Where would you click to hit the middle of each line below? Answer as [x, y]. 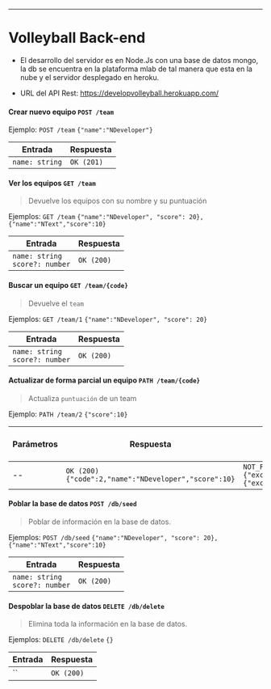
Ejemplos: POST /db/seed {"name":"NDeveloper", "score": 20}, [113, 537]
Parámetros [35, 444]
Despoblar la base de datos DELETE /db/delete [87, 606]
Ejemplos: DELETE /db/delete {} [61, 640]
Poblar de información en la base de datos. [100, 522]
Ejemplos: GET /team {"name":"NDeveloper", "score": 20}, [106, 217]
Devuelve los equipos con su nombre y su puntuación [117, 201]
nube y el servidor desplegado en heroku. [90, 77]
